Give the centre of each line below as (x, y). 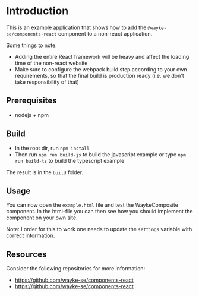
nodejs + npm (32, 115)
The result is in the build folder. (45, 172)
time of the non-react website (51, 63)
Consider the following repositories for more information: (76, 269)
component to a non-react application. (105, 33)
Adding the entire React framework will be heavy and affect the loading (102, 56)
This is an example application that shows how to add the (76, 27)
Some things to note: (32, 45)
